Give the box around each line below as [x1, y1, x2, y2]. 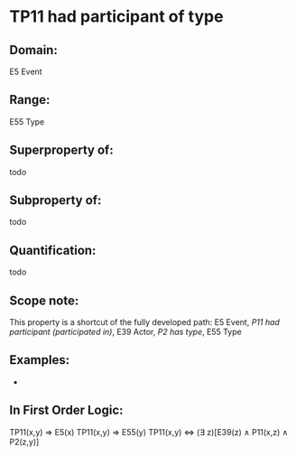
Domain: [9, 42, 59, 58]
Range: [9, 92, 51, 107]
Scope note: [9, 293, 79, 308]
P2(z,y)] [9, 436, 40, 447]
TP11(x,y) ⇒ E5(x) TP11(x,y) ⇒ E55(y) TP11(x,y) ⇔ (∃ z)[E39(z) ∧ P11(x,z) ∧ [9, 426, 289, 437]
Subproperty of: [9, 192, 102, 209]
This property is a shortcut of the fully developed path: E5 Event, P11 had [9, 317, 280, 328]
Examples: [9, 352, 70, 368]
